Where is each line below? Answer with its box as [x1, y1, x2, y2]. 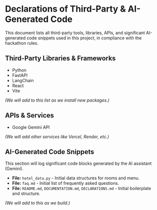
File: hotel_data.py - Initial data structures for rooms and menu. [12, 175, 140, 181]
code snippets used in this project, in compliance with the [26, 35, 142, 41]
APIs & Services [5, 111, 54, 120]
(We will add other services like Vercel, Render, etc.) [5, 134, 110, 140]
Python [12, 67, 27, 73]
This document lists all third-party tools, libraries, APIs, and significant [5, 30, 145, 35]
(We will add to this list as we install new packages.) [5, 97, 110, 103]
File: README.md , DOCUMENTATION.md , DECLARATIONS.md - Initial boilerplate [12, 186, 151, 192]
